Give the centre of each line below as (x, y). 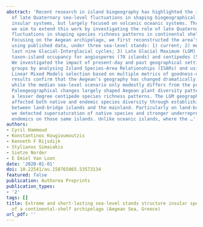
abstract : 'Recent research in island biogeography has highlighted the (100, 12)
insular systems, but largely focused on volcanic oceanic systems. (100, 23)
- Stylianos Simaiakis (35, 147)
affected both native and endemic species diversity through (90, 102)
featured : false (27, 175)
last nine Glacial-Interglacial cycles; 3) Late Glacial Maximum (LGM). (105, 51)
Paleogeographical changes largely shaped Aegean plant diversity (97, 91)
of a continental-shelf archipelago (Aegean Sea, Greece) (86, 209)
